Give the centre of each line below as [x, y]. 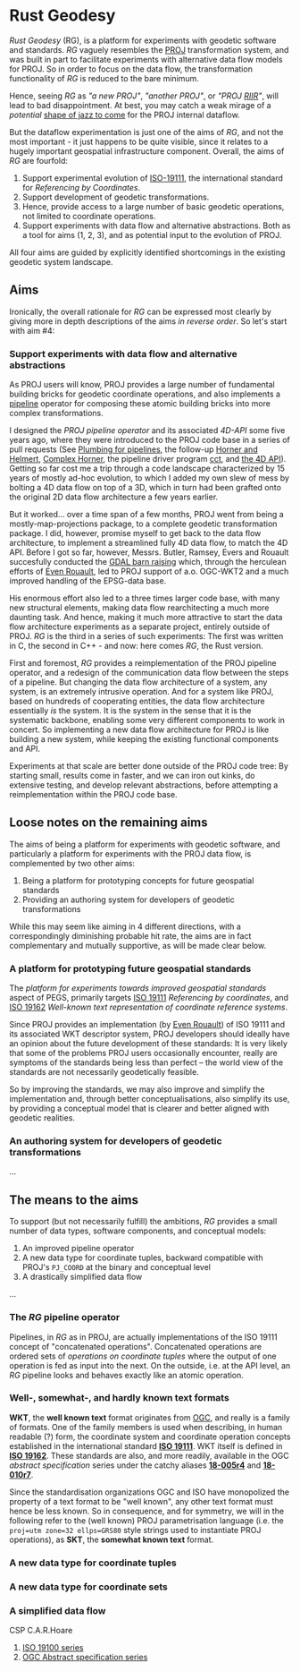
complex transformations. [57, 413]
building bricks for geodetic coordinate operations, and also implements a [145, 394]
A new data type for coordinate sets [88, 1587]
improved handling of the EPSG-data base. [88, 581]
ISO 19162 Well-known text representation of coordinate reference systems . [149, 1007]
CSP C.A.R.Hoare [41, 1630]
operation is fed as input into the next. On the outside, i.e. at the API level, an [150, 1365]
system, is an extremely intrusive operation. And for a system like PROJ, [142, 692]
